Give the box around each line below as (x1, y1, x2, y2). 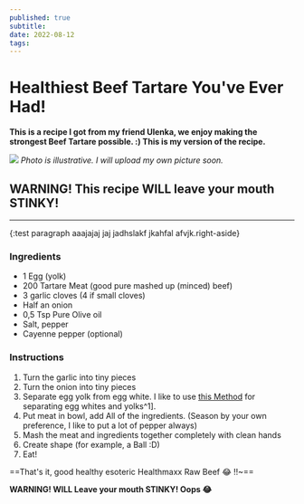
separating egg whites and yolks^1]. (22, 400, 157, 412)
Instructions (9, 351, 65, 364)
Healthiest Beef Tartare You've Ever (9, 78, 284, 98)
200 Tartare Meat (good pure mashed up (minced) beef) (22, 281, 233, 291)
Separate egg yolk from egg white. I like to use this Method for (22, 391, 256, 402)
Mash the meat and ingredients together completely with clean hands (22, 429, 282, 440)
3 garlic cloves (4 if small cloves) (22, 290, 147, 301)
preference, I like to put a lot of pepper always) (22, 420, 197, 431)
